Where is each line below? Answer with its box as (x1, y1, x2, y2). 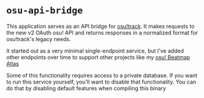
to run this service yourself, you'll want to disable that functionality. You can (6, 78, 197, 85)
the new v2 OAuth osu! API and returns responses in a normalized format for (6, 29, 199, 36)
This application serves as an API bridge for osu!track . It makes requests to (6, 22, 195, 30)
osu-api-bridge (6, 5, 83, 16)
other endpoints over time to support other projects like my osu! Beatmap (6, 53, 191, 60)
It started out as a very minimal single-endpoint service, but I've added (6, 47, 184, 54)
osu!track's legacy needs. (6, 35, 71, 42)
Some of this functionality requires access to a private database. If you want (6, 71, 198, 79)
